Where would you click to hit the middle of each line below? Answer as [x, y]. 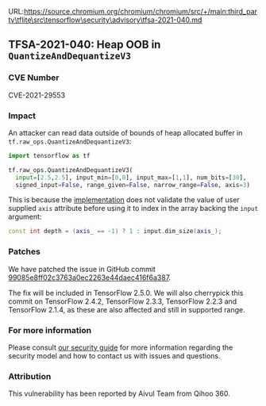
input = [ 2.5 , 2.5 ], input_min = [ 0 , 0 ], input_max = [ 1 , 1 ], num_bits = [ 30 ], [131, 178]
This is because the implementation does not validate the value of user [124, 200]
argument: [25, 216]
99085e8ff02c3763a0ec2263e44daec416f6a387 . [90, 278]
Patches [25, 251]
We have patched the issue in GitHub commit [82, 269]
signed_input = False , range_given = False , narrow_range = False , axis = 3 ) [133, 185]
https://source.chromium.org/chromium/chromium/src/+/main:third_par [141, 11]
